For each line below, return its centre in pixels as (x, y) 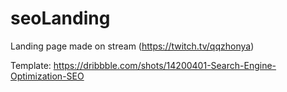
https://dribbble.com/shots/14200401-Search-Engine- (165, 65)
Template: (31, 65)
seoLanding (60, 18)
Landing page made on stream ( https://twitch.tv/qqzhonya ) (132, 46)
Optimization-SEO (47, 76)
